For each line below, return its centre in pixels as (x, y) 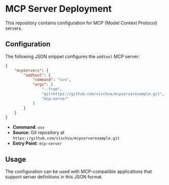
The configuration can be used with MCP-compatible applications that (79, 172)
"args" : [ (43, 85)
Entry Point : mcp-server (37, 143)
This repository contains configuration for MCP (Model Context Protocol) (81, 23)
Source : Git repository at (39, 133)
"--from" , (52, 89)
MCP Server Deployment (59, 9)
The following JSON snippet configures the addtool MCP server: (73, 56)
